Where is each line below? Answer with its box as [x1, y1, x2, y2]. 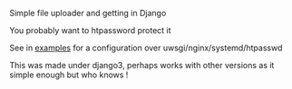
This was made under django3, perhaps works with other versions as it [9, 60, 275, 70]
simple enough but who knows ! [9, 69, 129, 80]
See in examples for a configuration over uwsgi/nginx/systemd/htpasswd [9, 42, 283, 53]
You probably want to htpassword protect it [9, 25, 171, 35]
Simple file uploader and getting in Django [9, 8, 167, 18]
